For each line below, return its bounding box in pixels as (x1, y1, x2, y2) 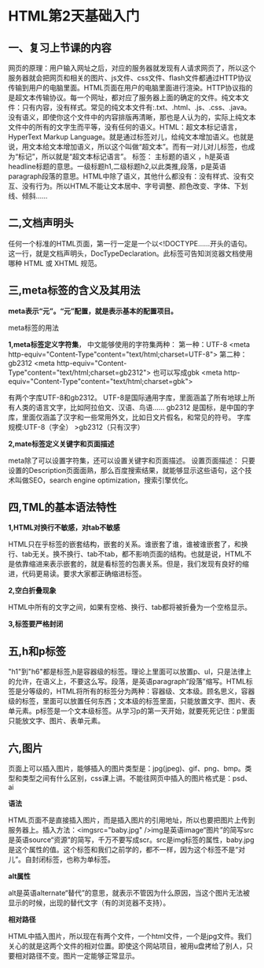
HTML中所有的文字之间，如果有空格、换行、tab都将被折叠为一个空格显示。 (8, 603, 252, 612)
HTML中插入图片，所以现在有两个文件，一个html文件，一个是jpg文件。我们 (8, 932, 252, 941)
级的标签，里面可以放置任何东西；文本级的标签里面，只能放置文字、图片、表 (8, 696, 256, 706)
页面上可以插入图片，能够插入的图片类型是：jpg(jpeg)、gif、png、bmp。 (8, 764, 245, 774)
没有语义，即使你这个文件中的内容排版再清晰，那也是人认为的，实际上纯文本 (8, 113, 256, 122)
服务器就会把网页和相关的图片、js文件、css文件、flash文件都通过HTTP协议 (8, 73, 252, 83)
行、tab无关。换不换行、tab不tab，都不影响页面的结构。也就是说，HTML (8, 549, 245, 559)
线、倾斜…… (8, 191, 49, 201)
